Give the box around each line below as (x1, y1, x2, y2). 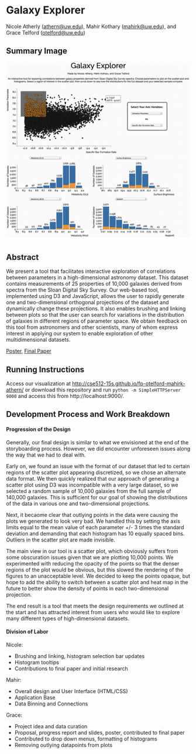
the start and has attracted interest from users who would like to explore (6, 608, 180, 615)
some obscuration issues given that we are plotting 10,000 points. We (6, 554, 174, 561)
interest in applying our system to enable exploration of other (6, 330, 153, 337)
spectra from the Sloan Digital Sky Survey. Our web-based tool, (6, 286, 159, 293)
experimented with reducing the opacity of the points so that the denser (6, 560, 180, 567)
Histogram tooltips (14, 659, 60, 666)
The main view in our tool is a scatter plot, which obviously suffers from (6, 547, 178, 554)
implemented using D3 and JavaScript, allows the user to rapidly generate (6, 293, 185, 300)
